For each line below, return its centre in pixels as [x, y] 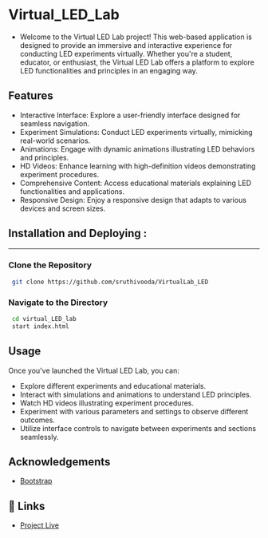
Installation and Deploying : [78, 233]
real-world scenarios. [55, 140]
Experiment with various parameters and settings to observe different [134, 411]
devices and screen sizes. [63, 208]
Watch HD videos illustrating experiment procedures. [106, 403]
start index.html [40, 326]
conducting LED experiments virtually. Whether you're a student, [126, 53]
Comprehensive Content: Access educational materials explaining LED [136, 183]
